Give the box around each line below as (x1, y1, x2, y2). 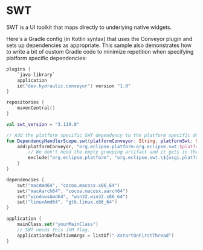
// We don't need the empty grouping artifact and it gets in (28, 149, 188, 155)
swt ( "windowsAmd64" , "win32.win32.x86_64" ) (17, 193, 129, 199)
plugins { (6, 66, 31, 72)
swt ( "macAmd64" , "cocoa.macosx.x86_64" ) (17, 182, 120, 189)
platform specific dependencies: (6, 54, 87, 61)
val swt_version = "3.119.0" (6, 121, 80, 127)
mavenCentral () (17, 105, 56, 111)
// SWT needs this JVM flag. (17, 227, 91, 233)
